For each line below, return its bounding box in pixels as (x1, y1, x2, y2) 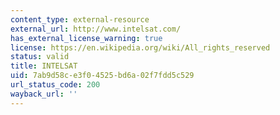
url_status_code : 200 (10, 80, 101, 90)
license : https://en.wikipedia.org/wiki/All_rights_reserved (10, 42, 271, 53)
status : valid (10, 52, 70, 62)
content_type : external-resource (10, 14, 150, 25)
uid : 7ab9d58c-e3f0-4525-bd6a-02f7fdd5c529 (10, 71, 195, 81)
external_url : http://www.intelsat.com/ (10, 24, 182, 34)
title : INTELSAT (10, 61, 78, 71)
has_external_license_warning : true (10, 33, 163, 43)
